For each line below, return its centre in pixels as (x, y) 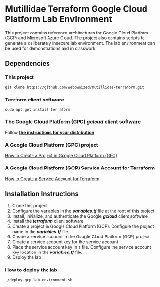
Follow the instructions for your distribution (50, 133)
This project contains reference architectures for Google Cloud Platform (77, 33)
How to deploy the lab (31, 270)
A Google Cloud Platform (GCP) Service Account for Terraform (80, 168)
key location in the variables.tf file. (47, 252)
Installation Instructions (42, 194)
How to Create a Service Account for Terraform (52, 179)
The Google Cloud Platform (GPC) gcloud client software (73, 121)
